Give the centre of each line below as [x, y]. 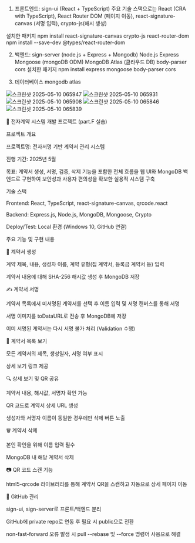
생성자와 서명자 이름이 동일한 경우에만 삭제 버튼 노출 [65, 418]
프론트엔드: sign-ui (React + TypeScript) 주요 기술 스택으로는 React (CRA [100, 9]
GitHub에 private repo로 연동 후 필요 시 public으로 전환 [70, 522]
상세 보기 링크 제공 [27, 366]
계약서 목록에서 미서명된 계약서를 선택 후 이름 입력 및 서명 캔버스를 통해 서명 [93, 304]
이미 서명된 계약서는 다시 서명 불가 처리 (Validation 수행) [71, 329]
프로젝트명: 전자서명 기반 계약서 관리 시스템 [56, 146]
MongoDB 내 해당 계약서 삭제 [40, 457]
